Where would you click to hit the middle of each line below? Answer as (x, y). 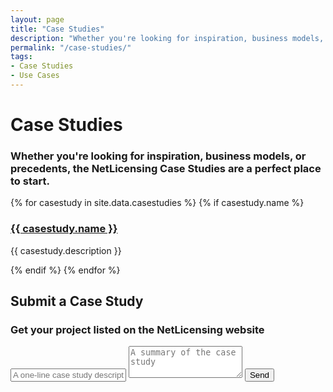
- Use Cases (35, 76)
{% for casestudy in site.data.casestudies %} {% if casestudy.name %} (157, 203)
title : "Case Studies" (57, 29)
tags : (21, 57)
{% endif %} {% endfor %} (65, 270)
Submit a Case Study (77, 301)
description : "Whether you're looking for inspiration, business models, (167, 38)
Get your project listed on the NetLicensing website (137, 329)
